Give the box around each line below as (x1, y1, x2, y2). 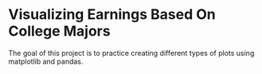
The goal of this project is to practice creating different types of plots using (8, 48, 255, 57)
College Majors (8, 22, 111, 40)
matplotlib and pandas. (8, 57, 84, 66)
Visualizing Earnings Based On (8, 6, 217, 24)
